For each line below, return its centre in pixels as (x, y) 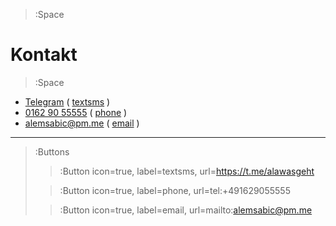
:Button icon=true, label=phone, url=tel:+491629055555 (175, 190)
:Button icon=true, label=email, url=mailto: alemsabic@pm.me (186, 210)
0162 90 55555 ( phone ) (76, 112)
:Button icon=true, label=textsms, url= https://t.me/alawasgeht (187, 171)
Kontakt (44, 55)
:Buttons (52, 151)
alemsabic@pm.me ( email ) (82, 123)
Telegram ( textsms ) (67, 101)
